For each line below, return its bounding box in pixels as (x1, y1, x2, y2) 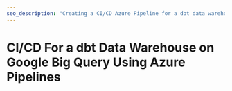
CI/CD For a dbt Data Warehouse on (6, 39, 215, 55)
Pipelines (6, 69, 62, 85)
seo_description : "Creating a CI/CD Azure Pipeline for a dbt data (6, 10, 206, 17)
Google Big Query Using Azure (6, 54, 186, 70)
